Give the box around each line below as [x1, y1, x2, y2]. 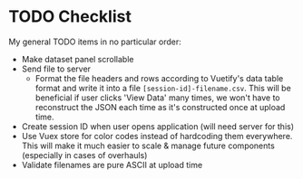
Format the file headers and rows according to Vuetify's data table [34, 72, 284, 83]
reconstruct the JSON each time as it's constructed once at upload [34, 101, 286, 112]
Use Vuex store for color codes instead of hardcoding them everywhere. [21, 130, 293, 141]
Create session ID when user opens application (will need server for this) [21, 120, 295, 132]
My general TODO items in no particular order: [8, 36, 182, 47]
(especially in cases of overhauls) [21, 149, 148, 160]
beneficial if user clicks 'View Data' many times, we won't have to [34, 92, 280, 103]
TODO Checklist [8, 6, 132, 27]
